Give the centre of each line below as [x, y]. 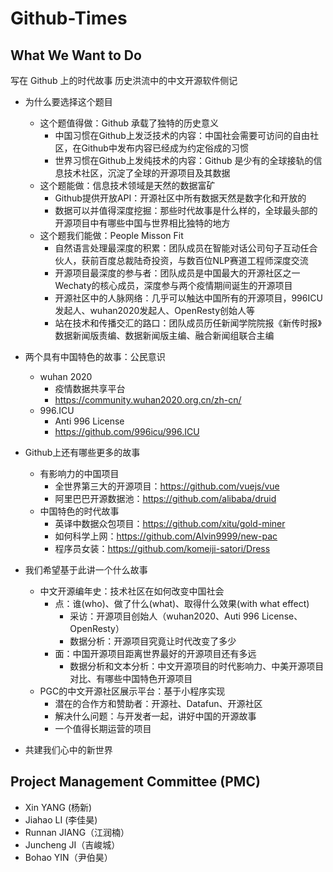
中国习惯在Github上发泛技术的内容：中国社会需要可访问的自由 [182, 135]
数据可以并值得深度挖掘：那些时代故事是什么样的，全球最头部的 [186, 210]
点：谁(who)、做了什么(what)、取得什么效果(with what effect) [182, 603]
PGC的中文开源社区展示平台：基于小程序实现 [132, 691]
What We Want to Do [76, 55]
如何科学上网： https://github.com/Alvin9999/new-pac [166, 536]
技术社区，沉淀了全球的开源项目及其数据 [147, 173]
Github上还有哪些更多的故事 [82, 452]
